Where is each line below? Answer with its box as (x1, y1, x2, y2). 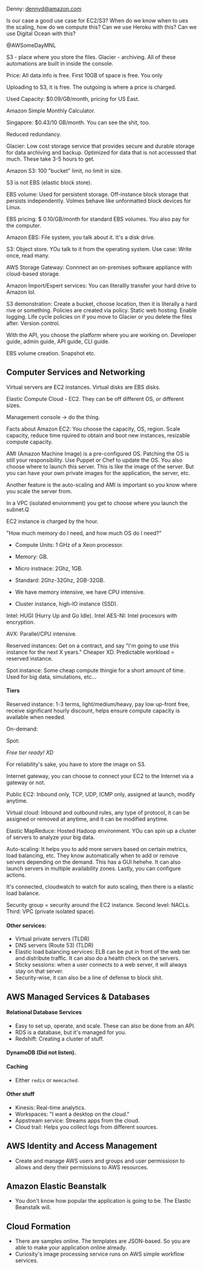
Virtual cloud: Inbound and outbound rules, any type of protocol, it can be (6, 809, 190, 816)
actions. (6, 871, 26, 878)
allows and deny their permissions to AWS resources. (15, 1163, 148, 1170)
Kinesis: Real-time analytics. (15, 1104, 86, 1111)
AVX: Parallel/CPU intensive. (6, 630, 77, 638)
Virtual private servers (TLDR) (15, 935, 90, 942)
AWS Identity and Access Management (6, 1141, 158, 1152)
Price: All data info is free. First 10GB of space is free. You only (6, 72, 162, 78)
